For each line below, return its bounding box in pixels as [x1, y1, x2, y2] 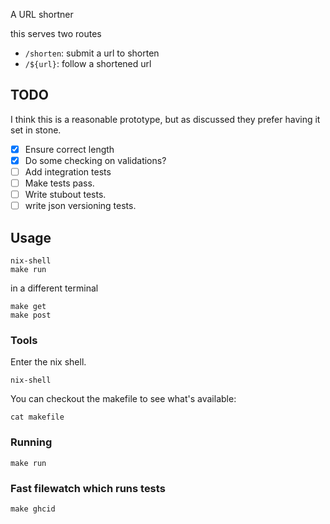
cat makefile [10, 412, 65, 423]
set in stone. [10, 124, 62, 136]
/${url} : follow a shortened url [24, 58, 152, 69]
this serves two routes [10, 28, 102, 39]
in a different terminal [10, 282, 99, 294]
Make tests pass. [24, 177, 95, 189]
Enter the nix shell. [10, 356, 87, 368]
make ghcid [10, 504, 56, 514]
